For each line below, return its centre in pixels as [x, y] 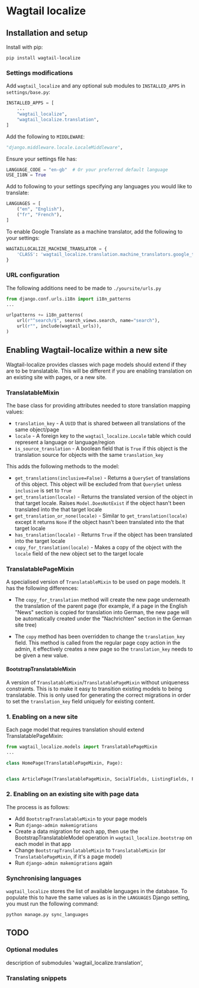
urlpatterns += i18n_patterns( [45, 315]
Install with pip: [25, 47]
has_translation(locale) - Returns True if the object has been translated [104, 535]
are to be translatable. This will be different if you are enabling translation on [99, 371]
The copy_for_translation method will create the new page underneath [102, 600]
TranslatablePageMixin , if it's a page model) [68, 856]
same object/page [37, 430]
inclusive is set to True [43, 491]
